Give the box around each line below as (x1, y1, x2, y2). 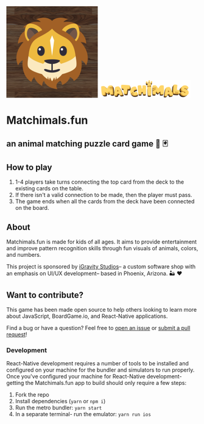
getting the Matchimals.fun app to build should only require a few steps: (6, 379, 187, 387)
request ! (6, 331, 27, 338)
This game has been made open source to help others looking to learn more (6, 306, 197, 314)
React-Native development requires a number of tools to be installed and (6, 360, 189, 367)
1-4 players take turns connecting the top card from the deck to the (15, 178, 185, 185)
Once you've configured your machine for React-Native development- (6, 373, 182, 380)
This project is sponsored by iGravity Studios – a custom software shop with (6, 263, 196, 270)
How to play (6, 162, 52, 173)
